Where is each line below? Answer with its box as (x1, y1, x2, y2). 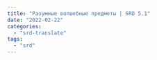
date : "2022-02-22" (7, 17, 64, 23)
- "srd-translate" (13, 29, 67, 37)
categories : (7, 23, 42, 30)
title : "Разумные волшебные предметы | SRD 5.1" (7, 10, 151, 17)
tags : (7, 36, 23, 43)
